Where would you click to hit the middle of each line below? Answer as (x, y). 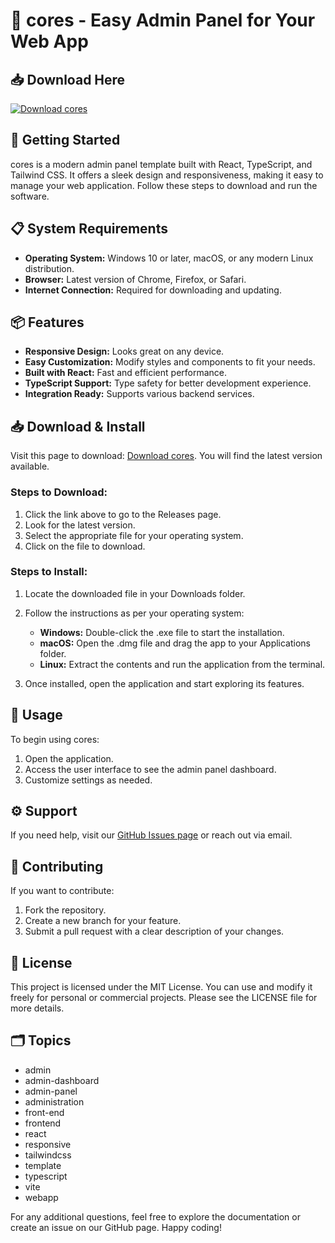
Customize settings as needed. (88, 780)
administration (54, 1101)
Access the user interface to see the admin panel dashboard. (150, 769)
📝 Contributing (57, 866)
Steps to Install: (49, 572)
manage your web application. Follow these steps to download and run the (164, 185)
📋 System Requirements (89, 229)
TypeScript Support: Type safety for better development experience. (168, 383)
